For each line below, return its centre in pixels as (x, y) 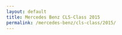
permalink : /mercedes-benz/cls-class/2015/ (61, 23)
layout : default (26, 12)
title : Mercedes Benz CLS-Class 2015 (53, 17)
